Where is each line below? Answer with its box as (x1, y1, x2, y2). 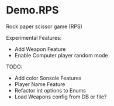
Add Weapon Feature (14, 45, 66, 53)
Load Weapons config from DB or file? (14, 93, 107, 100)
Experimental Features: (6, 34, 62, 41)
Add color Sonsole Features (14, 74, 82, 81)
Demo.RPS (6, 4, 59, 17)
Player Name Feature (14, 80, 65, 88)
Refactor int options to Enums (14, 87, 87, 94)
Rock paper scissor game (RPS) (6, 23, 83, 30)
